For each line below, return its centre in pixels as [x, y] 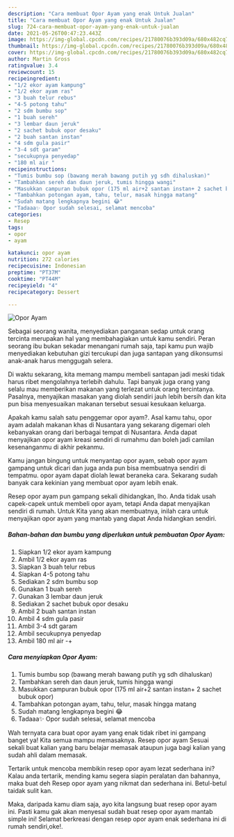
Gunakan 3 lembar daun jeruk [60, 597]
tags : [16, 227]
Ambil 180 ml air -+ [45, 641]
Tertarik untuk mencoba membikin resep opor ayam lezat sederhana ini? [111, 769]
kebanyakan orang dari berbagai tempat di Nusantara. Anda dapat [102, 432]
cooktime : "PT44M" [34, 279]
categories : [25, 215]
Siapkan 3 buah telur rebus [57, 567]
